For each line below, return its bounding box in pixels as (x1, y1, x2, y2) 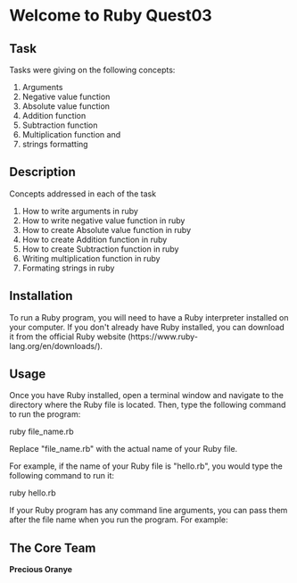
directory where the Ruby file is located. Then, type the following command (9, 399, 286, 411)
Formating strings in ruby (21, 262, 115, 273)
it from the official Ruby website (9, 331, 127, 342)
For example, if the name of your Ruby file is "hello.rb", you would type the (9, 461, 283, 471)
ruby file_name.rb (9, 426, 74, 437)
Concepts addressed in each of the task (9, 188, 157, 199)
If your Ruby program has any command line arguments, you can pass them (9, 505, 288, 516)
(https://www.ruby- (128, 331, 199, 342)
